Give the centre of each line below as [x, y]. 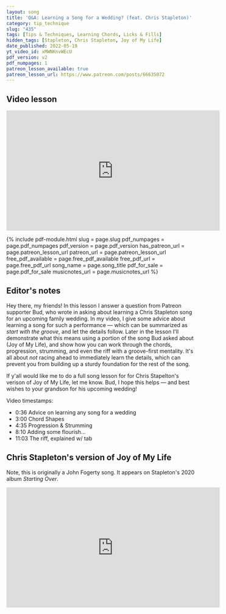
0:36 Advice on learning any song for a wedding [76, 412]
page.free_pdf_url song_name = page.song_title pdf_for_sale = [85, 265]
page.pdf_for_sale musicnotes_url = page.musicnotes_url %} [82, 272]
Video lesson [32, 99]
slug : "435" [21, 29]
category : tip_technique [38, 23]
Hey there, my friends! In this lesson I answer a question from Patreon [94, 305]
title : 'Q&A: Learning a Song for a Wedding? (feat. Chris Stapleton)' [99, 18]
